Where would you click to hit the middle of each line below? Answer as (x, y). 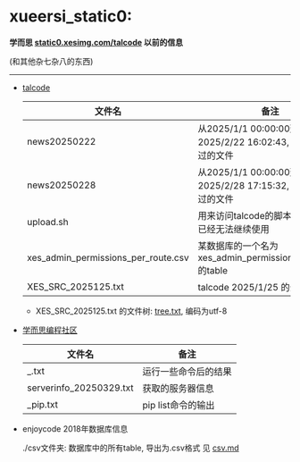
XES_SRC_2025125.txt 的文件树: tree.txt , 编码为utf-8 (131, 311)
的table (212, 270)
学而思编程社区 (50, 330)
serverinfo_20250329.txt (80, 388)
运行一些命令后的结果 (187, 371)
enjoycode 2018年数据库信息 (75, 428)
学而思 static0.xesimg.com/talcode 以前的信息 (96, 42)
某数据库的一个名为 (238, 246)
